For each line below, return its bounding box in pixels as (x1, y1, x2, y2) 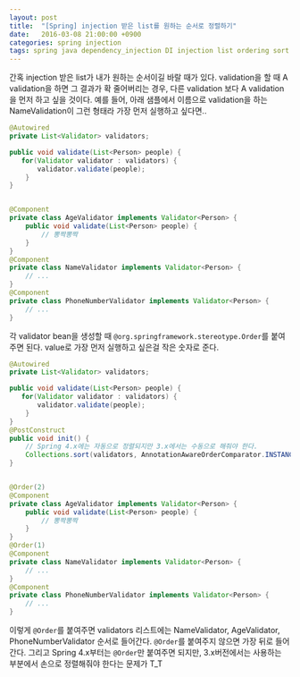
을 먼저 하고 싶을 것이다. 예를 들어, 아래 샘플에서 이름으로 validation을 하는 (9, 95, 268, 106)
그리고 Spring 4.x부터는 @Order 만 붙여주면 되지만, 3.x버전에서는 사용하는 (28, 647, 282, 657)
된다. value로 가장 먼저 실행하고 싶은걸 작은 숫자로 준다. (25, 342, 220, 352)
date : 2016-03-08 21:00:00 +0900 (9, 30, 142, 38)
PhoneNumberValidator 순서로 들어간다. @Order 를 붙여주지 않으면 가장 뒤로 (9, 636, 274, 647)
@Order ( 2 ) (9, 483, 46, 492)
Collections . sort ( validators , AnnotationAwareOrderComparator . (25, 451, 266, 460)
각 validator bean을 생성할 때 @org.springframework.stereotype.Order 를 (9, 330, 270, 341)
